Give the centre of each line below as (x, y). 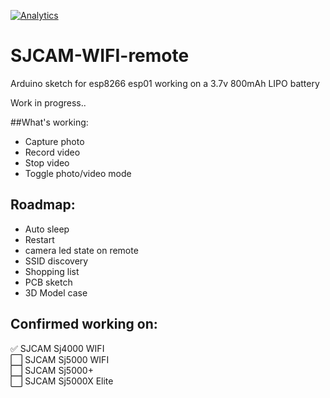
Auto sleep (47, 229)
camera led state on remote (81, 250)
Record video (52, 152)
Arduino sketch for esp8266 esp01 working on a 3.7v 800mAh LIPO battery (165, 83)
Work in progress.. (48, 102)
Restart (39, 239)
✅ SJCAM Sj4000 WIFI (57, 348)
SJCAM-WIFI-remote (100, 56)
